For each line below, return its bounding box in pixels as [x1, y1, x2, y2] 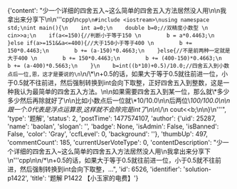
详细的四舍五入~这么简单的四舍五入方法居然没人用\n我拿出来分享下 [13, 147, 211, 155]
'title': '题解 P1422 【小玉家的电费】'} [29, 174, 139, 182]
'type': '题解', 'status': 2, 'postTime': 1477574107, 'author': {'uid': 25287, [7, 114, 216, 123]
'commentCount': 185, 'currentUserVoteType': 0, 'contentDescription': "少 [7, 138, 223, 146]
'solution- [183, 165, 212, 173]
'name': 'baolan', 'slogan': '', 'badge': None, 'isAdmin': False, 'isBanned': [7, 122, 219, 131]
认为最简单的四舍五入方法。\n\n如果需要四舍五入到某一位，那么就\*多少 [19, 88, 230, 96]
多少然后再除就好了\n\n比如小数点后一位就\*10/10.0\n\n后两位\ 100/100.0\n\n [7, 96, 231, 105]
